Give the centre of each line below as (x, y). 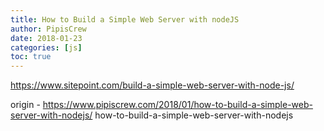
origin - (25, 105)
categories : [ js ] (46, 47)
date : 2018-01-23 (46, 38)
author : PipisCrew (48, 29)
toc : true (31, 57)
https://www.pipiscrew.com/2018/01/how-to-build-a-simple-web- (177, 105)
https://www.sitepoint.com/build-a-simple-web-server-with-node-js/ (152, 85)
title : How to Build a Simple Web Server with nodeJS (125, 19)
